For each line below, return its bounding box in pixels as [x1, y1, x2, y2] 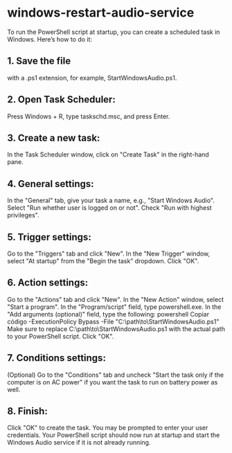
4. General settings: [7, 178, 95, 190]
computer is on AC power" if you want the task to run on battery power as [7, 377, 218, 386]
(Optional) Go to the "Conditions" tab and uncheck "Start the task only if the [7, 371, 224, 379]
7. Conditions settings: [7, 352, 106, 364]
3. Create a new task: [7, 132, 100, 143]
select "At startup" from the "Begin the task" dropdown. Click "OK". [7, 257, 199, 265]
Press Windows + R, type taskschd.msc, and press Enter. [7, 112, 170, 121]
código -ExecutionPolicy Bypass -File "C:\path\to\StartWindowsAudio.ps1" [7, 317, 220, 326]
